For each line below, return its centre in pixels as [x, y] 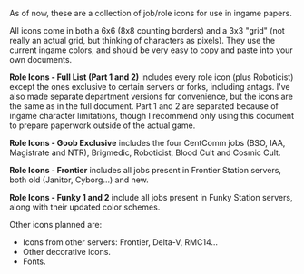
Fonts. [34, 261]
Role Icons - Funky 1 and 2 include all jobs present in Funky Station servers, [151, 197]
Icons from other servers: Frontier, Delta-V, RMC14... [120, 242]
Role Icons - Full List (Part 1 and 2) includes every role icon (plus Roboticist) [152, 77]
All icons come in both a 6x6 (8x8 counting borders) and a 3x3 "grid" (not [147, 30]
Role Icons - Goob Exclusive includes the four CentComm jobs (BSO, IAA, [147, 143]
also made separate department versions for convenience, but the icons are [151, 96]
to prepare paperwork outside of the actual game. [103, 125]
